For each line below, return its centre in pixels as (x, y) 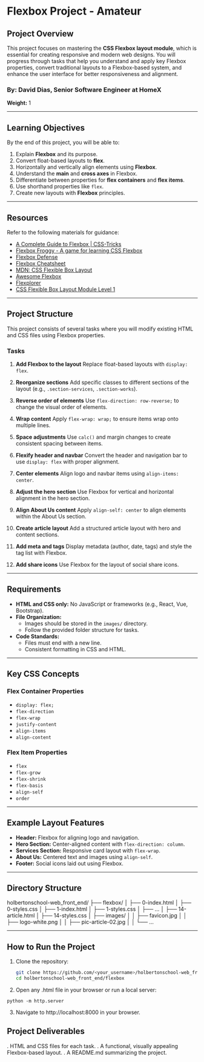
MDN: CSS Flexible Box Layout (54, 270)
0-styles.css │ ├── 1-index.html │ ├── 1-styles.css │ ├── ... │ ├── (92, 909)
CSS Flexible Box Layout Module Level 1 (65, 289)
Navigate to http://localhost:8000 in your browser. (78, 1012)
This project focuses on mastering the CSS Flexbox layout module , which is (102, 48)
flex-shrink (31, 779)
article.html (21, 916)
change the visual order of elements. (61, 407)
